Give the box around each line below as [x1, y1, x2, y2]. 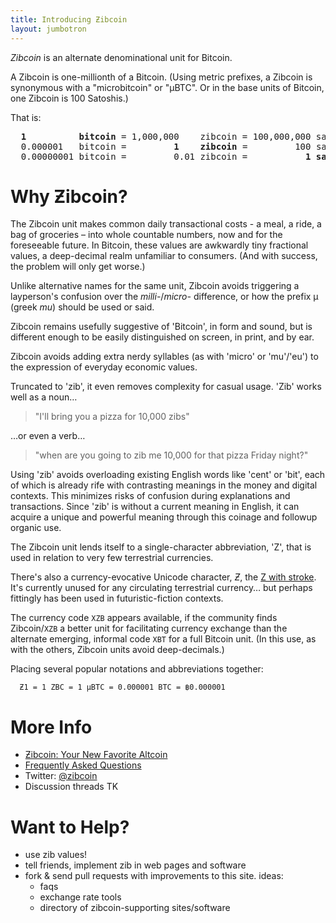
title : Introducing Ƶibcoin [10, 14, 128, 25]
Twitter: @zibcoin [24, 770, 98, 782]
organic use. [10, 522, 62, 534]
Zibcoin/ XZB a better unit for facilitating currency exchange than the [10, 622, 288, 635]
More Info [10, 716, 93, 738]
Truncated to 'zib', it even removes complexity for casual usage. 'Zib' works [10, 381, 322, 393]
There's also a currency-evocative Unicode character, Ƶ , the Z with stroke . [10, 571, 317, 583]
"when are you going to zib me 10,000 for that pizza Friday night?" [34, 449, 309, 461]
